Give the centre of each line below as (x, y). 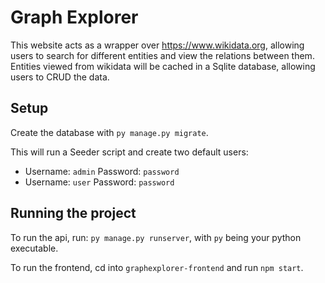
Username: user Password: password (99, 182)
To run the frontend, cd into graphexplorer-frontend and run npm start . (157, 267)
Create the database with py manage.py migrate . (109, 132)
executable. (34, 248)
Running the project (73, 213)
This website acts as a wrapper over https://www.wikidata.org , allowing (157, 45)
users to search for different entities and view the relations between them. (162, 55)
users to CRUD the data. (60, 77)
